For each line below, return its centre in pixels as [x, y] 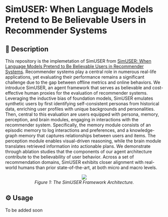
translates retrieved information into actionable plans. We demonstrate [78, 146]
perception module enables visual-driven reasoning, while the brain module [83, 141]
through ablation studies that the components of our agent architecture [78, 152]
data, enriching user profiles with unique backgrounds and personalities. [80, 109]
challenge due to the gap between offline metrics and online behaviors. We [83, 82]
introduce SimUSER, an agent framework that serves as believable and [78, 88]
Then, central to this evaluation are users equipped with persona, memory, [82, 114]
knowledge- [142, 130]
